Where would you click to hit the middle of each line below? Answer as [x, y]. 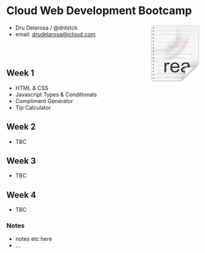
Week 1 [20, 73]
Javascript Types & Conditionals [56, 94]
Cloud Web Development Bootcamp [99, 11]
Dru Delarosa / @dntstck [46, 28]
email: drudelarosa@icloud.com [55, 34]
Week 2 [21, 127]
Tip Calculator [33, 107]
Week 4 [21, 195]
